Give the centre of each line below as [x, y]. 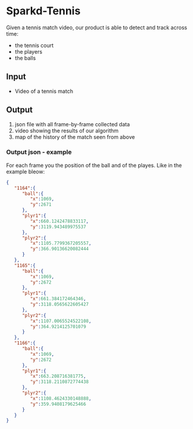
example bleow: [26, 172]
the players [29, 51]
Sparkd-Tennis [43, 11]
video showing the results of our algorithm [67, 130]
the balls [25, 58]
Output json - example [39, 152]
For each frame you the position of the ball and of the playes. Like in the [94, 165]
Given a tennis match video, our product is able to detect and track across [97, 27]
